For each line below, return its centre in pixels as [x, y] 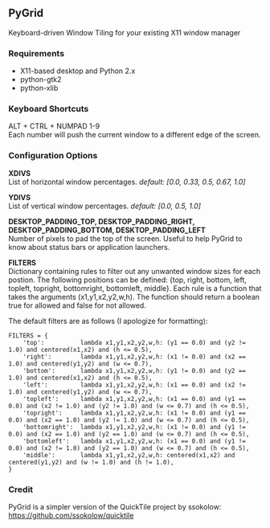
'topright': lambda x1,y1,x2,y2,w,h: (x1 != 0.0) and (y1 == [135, 413]
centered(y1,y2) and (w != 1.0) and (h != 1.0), [91, 462]
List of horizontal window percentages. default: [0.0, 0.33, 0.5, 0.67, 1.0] [127, 182]
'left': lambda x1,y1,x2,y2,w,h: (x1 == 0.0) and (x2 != [135, 385]
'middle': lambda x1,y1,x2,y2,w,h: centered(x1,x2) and [129, 455]
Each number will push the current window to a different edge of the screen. [135, 135]
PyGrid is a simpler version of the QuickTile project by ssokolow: [115, 507]
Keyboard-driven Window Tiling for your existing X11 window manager [125, 32]
